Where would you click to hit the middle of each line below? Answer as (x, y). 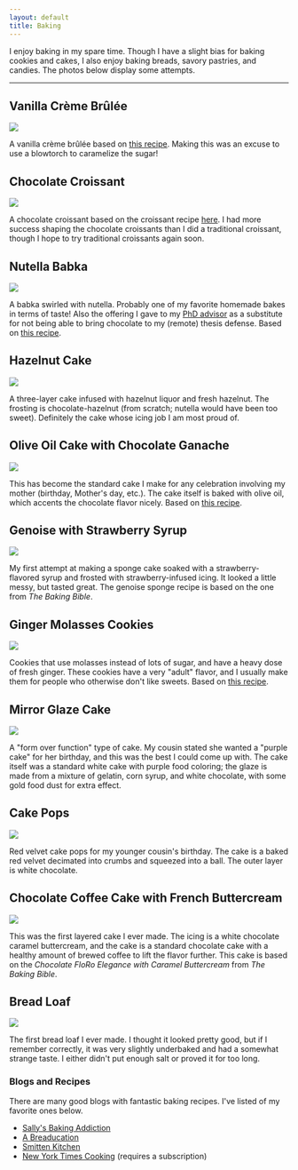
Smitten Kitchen (51, 1146)
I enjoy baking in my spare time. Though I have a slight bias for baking (137, 51)
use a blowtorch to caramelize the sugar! (84, 154)
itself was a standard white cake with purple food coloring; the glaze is (138, 766)
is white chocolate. (43, 870)
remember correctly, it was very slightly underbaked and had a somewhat (144, 1049)
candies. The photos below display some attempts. (102, 70)
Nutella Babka (49, 266)
